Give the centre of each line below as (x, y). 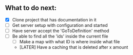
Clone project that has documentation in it (54, 19)
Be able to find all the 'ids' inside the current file (60, 36)
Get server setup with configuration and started (60, 25)
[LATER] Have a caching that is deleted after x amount (74, 47)
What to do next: (31, 8)
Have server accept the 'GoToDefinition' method (61, 31)
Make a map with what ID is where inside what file (70, 42)
